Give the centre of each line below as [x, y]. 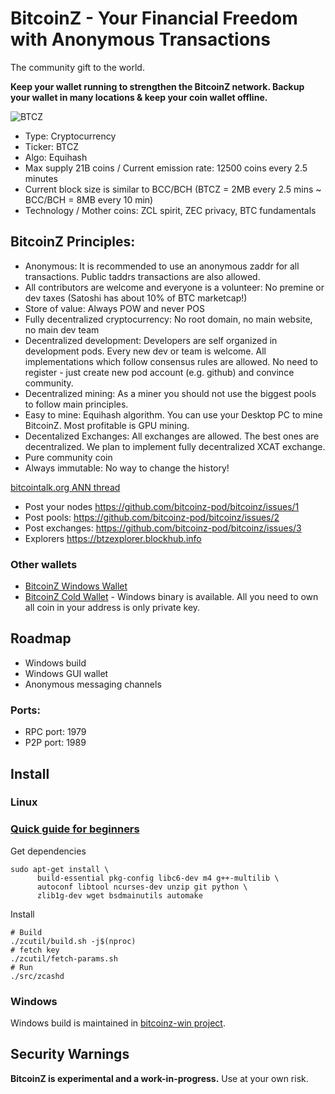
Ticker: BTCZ [52, 146]
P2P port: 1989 [55, 743]
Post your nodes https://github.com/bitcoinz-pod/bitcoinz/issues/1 [162, 506]
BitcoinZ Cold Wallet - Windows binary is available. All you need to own [171, 597]
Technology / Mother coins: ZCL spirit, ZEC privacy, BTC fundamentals [170, 210]
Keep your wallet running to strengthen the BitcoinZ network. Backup [157, 86]
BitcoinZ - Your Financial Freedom [154, 18]
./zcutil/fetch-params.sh [64, 958]
